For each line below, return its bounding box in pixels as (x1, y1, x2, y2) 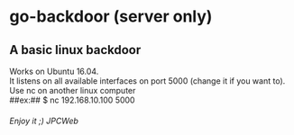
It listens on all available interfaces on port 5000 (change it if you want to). (9, 76, 286, 86)
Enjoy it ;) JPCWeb (9, 115, 79, 126)
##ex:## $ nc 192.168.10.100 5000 (9, 94, 135, 105)
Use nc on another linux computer (9, 85, 136, 95)
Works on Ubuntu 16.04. (9, 66, 99, 76)
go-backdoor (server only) (9, 6, 213, 27)
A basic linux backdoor (9, 42, 142, 58)
